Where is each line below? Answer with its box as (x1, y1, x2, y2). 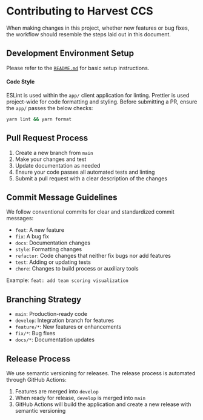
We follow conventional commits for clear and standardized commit (6, 208, 175, 215)
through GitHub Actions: (6, 376, 67, 384)
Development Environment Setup (6, 48, 135, 59)
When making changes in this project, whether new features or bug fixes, (6, 24, 190, 31)
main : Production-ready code (15, 310, 88, 318)
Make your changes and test (15, 156, 87, 163)
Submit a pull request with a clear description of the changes (15, 174, 168, 182)
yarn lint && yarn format (6, 116, 72, 122)
